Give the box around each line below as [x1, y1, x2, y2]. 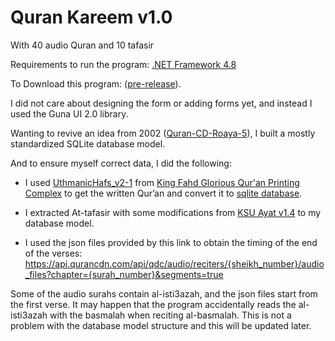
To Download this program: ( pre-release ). [10, 77, 182, 90]
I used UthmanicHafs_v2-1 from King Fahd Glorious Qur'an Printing [24, 176, 300, 188]
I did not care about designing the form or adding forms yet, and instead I [10, 97, 313, 109]
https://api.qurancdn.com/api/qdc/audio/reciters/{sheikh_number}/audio [24, 257, 325, 270]
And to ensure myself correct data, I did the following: [10, 157, 232, 169]
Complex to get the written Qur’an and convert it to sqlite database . [24, 187, 303, 199]
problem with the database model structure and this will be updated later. [10, 319, 312, 331]
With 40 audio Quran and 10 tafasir [10, 39, 155, 51]
